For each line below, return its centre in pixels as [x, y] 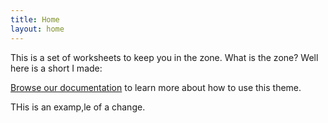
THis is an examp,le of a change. [78, 107]
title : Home [35, 19]
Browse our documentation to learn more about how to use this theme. [156, 87]
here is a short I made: [56, 68]
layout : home [37, 29]
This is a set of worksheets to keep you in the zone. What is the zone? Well [164, 57]
